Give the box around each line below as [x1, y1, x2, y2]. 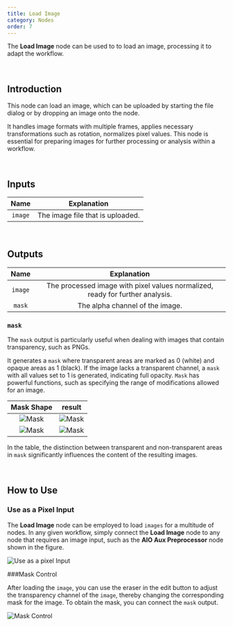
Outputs [7, 248, 44, 261]
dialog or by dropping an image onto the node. [7, 109, 140, 117]
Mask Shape [10, 402, 53, 412]
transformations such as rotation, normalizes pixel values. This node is [7, 130, 209, 138]
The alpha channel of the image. [77, 300, 182, 310]
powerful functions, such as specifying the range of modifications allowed [7, 379, 220, 387]
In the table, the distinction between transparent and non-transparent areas [7, 443, 223, 452]
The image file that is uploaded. [37, 211, 140, 220]
